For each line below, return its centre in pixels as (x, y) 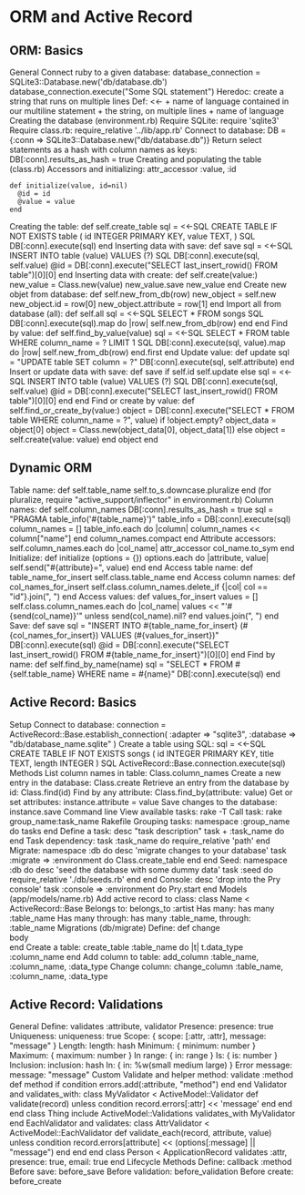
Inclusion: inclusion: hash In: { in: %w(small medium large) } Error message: (151, 1065)
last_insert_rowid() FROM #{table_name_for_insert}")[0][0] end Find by (142, 654)
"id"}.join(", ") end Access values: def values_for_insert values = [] (134, 596)
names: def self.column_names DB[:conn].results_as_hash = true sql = (142, 509)
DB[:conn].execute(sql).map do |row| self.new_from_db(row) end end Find (149, 323)
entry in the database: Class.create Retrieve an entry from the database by (149, 782)
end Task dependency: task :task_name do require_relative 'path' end (140, 841)
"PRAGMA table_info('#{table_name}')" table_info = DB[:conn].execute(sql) (150, 519)
